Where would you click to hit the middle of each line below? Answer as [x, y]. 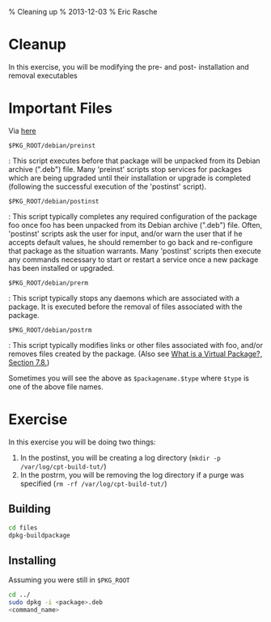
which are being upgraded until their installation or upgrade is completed [129, 178]
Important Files [61, 108]
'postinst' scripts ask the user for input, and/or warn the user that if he [125, 234]
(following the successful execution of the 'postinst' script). [108, 187]
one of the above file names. [56, 386]
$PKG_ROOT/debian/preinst [52, 145]
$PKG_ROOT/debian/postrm [50, 330]
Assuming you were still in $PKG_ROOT [69, 580]
